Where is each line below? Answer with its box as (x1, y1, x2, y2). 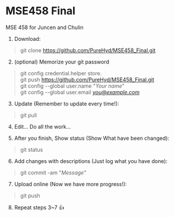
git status (20, 146, 43, 153)
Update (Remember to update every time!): (14, 100, 119, 107)
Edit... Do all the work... (14, 123, 71, 130)
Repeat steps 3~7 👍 (14, 203, 65, 211)
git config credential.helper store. (20, 69, 102, 76)
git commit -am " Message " (20, 169, 87, 176)
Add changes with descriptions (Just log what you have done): (14, 157, 168, 164)
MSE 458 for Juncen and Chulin (5, 24, 84, 31)
